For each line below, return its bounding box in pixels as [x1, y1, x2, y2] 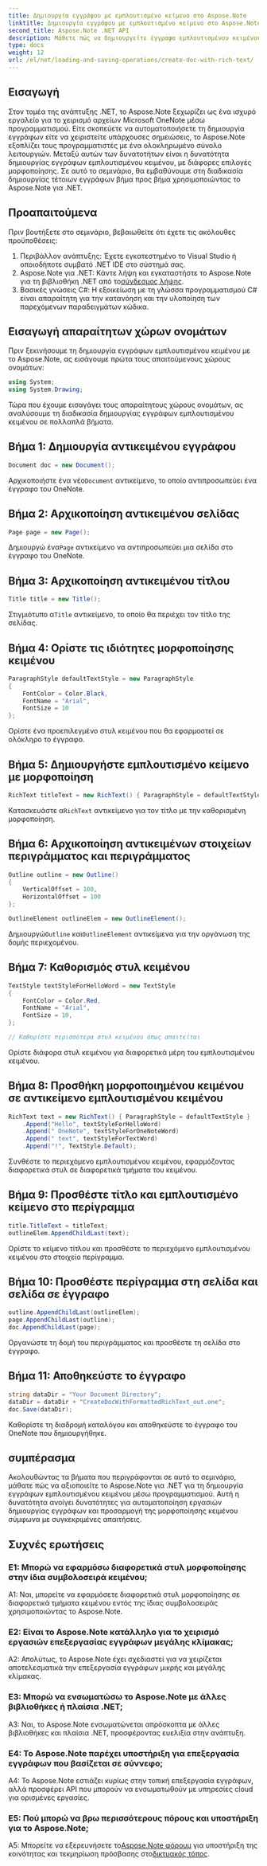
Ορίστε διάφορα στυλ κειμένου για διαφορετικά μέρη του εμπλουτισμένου [8, 1047, 255, 1057]
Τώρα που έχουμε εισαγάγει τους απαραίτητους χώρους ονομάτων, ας [8, 400, 244, 410]
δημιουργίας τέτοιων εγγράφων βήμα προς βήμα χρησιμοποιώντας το [8, 174, 241, 184]
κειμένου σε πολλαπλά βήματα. [8, 417, 114, 427]
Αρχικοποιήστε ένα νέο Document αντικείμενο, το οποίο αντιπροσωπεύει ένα [8, 475, 257, 485]
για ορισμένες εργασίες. [8, 1793, 90, 1802]
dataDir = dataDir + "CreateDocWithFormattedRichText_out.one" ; [8, 1398, 226, 1406]
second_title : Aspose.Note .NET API [8, 26, 130, 34]
